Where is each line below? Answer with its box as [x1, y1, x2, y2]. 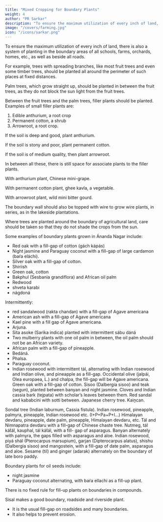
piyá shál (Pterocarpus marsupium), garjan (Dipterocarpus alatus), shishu [5, 438, 153, 444]
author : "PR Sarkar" [5, 16, 47, 21]
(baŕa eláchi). [12, 253, 39, 259]
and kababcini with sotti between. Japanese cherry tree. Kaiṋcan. [12, 397, 145, 403]
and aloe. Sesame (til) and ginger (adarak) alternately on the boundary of [5, 449, 153, 454]
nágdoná [12, 290, 30, 295]
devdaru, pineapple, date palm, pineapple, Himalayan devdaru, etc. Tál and [5, 417, 156, 423]
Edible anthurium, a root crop [12, 113, 71, 118]
